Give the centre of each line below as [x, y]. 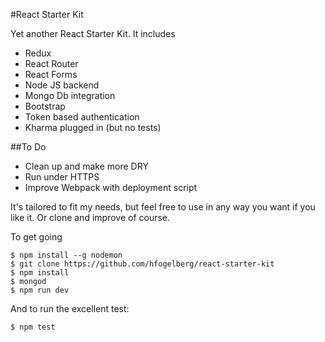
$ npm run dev [40, 290]
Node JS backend [62, 85]
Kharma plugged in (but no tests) [93, 127]
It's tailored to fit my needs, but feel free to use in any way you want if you [163, 207]
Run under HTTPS [62, 177]
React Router [51, 63]
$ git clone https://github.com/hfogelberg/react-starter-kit [142, 264]
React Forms [51, 74]
